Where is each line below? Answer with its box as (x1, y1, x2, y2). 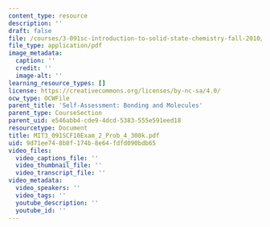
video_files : (8, 147, 52, 155)
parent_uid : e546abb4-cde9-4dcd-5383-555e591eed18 (8, 117, 182, 125)
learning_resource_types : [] (8, 79, 106, 87)
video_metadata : (8, 176, 63, 185)
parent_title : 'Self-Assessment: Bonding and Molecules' (8, 101, 203, 109)
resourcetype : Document (8, 124, 88, 132)
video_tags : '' (15, 191, 67, 200)
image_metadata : (8, 49, 63, 57)
